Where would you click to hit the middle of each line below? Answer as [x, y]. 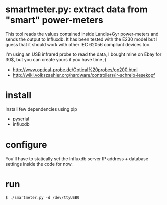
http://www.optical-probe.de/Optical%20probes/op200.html [75, 70]
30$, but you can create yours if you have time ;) [56, 59]
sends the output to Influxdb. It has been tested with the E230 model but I [81, 39]
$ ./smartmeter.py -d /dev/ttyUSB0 [43, 197]
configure [26, 145]
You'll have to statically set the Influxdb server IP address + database [77, 158]
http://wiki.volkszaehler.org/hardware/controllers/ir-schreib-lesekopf [84, 75]
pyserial [21, 119]
